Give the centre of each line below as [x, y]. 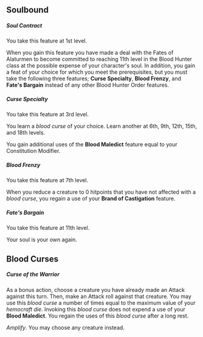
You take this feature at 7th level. [47, 180]
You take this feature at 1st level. [46, 41]
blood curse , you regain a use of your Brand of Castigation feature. [91, 199]
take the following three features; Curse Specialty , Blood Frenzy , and [94, 79]
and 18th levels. [26, 133]
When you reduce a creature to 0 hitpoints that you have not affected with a [101, 192]
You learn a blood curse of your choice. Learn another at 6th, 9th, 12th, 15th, [102, 126]
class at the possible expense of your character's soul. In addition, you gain [101, 66]
